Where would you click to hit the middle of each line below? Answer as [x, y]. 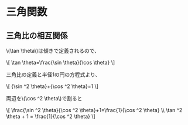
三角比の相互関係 [37, 36]
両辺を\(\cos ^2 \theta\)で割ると [44, 98]
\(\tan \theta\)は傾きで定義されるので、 [53, 51]
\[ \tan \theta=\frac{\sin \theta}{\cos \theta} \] [61, 62]
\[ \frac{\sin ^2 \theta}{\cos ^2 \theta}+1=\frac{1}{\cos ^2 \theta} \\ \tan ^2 [94, 110]
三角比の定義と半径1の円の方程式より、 [53, 75]
